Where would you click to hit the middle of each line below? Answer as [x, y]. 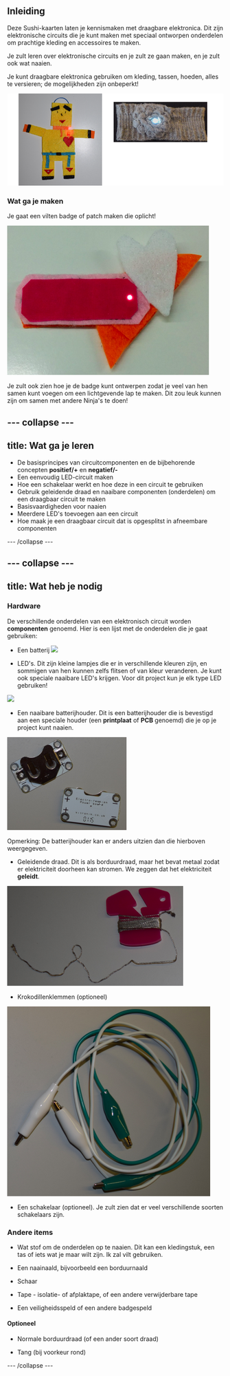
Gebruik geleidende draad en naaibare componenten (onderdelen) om [116, 491]
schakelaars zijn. [41, 1214]
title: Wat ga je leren [51, 446]
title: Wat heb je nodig [55, 587]
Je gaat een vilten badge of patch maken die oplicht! [82, 216]
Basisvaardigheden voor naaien [61, 506]
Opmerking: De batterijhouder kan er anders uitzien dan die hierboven [106, 841]
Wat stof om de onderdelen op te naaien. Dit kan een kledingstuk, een [116, 1247]
